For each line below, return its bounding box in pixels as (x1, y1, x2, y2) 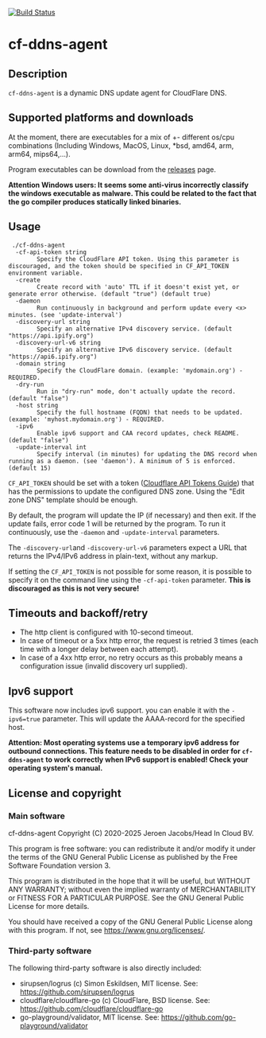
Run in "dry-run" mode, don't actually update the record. (37, 387, 237, 396)
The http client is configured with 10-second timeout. (19, 627, 194, 637)
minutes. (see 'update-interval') (8, 310, 123, 318)
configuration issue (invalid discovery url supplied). (19, 661, 188, 671)
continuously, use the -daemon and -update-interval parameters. (8, 527, 220, 537)
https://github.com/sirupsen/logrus (19, 987, 135, 997)
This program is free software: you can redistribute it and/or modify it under (8, 844, 256, 853)
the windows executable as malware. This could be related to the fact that (8, 188, 256, 198)
